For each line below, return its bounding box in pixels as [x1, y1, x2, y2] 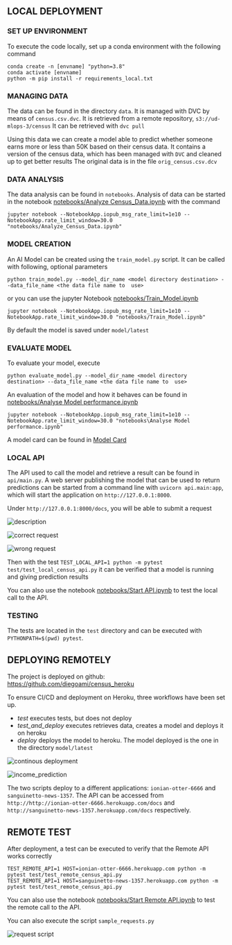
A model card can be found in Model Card [7, 435, 127, 443]
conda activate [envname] [7, 69, 82, 76]
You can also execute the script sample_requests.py [7, 917, 154, 925]
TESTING [7, 611, 39, 620]
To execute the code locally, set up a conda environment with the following [7, 42, 221, 51]
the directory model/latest [17, 744, 93, 752]
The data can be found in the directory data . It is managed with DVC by [7, 107, 210, 115]
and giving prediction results [7, 572, 89, 581]
